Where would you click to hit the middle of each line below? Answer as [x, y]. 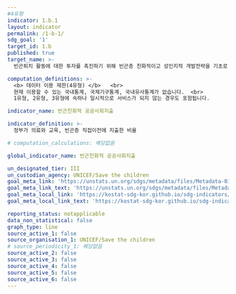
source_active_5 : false [42, 273]
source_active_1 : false [42, 234]
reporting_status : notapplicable [56, 214]
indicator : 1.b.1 [33, 20]
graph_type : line [33, 227]
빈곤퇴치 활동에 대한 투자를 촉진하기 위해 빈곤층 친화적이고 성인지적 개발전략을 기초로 [121, 66]
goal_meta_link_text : [39, 188]
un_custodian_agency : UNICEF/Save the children [78, 175]
